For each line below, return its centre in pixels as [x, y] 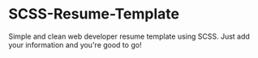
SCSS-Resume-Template [94, 14]
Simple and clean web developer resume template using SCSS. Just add [129, 36]
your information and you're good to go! [75, 44]
